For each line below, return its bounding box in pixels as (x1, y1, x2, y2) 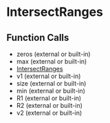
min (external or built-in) (16, 87, 85, 95)
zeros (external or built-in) (16, 50, 91, 58)
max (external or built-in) (16, 57, 87, 66)
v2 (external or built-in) (16, 108, 82, 117)
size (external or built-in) (16, 79, 87, 87)
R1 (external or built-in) (16, 94, 82, 102)
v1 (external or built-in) (16, 72, 81, 80)
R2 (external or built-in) (16, 102, 83, 109)
